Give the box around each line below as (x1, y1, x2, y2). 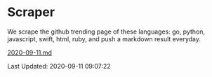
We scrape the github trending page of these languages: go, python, (7, 27, 206, 36)
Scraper (7, 4, 55, 20)
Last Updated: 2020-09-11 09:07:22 (7, 62, 111, 70)
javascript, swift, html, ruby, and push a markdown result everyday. (7, 34, 201, 43)
